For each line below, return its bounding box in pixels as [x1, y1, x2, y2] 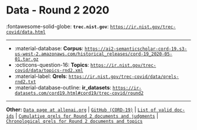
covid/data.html [6, 29, 46, 35]
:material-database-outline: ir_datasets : [14, 84, 111, 91]
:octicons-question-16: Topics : [14, 61, 90, 68]
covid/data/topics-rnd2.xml [14, 67, 83, 73]
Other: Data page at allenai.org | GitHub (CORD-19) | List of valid [6, 106, 172, 113]
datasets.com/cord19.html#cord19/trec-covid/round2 [14, 90, 144, 96]
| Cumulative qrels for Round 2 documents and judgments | [15, 112, 158, 119]
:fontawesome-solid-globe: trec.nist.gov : [6, 23, 109, 30]
